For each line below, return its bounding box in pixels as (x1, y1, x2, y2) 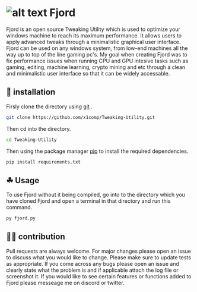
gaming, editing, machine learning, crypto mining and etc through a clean (6, 63, 186, 71)
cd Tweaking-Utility (6, 137, 58, 143)
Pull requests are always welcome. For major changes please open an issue (6, 247, 191, 255)
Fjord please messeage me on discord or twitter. (6, 279, 125, 286)
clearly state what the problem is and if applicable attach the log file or (6, 266, 179, 274)
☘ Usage (6, 175, 40, 186)
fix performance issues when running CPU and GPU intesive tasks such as (6, 57, 189, 64)
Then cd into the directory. (6, 125, 71, 132)
